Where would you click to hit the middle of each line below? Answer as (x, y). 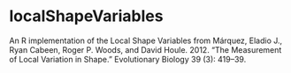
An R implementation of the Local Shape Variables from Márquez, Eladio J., (146, 40)
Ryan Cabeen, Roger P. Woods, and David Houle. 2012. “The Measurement (145, 49)
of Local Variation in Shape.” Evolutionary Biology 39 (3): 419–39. (128, 59)
